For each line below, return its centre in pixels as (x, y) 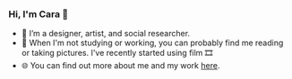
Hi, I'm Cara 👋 (39, 14)
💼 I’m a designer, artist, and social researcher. (105, 34)
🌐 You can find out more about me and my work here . (120, 66)
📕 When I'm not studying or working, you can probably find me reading (152, 43)
